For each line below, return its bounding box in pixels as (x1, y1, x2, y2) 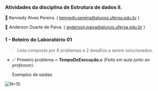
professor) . (12, 62, 35, 68)
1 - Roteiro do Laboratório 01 (5, 36, 72, 43)
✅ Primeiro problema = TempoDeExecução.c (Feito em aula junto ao (12, 57, 150, 62)
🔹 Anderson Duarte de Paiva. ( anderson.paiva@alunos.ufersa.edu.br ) (5, 24, 145, 30)
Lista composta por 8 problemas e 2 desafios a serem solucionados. (16, 47, 154, 53)
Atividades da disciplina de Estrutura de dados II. (5, 4, 122, 11)
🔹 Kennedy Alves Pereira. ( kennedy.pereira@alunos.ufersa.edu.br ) (5, 15, 140, 21)
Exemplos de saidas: (12, 72, 53, 77)
